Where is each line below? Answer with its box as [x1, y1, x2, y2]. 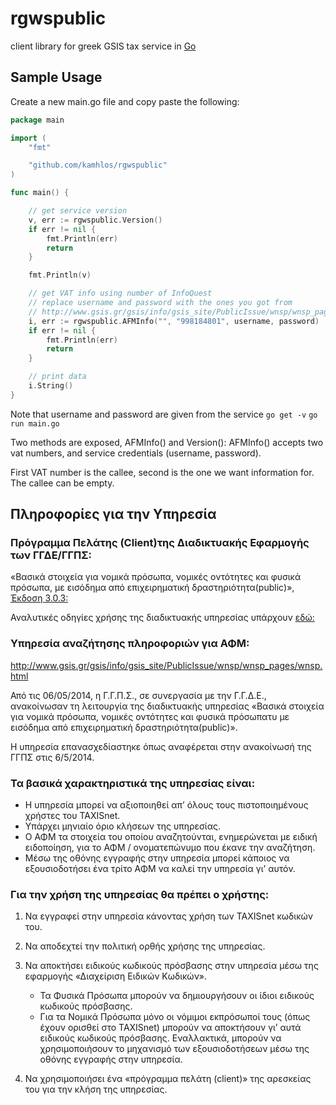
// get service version [28, 206, 128, 216]
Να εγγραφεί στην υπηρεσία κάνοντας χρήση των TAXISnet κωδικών [24, 910, 313, 922]
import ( [10, 133, 47, 143]
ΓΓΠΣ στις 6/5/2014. [10, 751, 95, 763]
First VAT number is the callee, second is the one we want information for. [10, 466, 315, 478]
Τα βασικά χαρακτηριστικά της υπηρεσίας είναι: [10, 776, 256, 790]
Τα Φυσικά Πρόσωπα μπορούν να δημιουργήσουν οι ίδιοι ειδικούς [39, 990, 315, 1002]
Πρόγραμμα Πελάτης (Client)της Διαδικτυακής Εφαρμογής [10, 536, 310, 550]
